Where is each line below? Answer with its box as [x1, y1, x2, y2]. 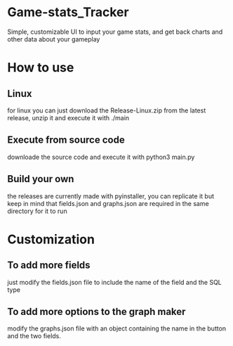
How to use [7, 60, 74, 76]
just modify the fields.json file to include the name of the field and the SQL [7, 278, 222, 286]
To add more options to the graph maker [7, 305, 186, 317]
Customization [7, 231, 95, 247]
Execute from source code [7, 134, 125, 146]
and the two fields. [7, 332, 62, 340]
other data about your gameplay [7, 34, 100, 43]
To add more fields [7, 259, 91, 271]
